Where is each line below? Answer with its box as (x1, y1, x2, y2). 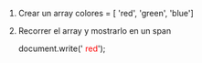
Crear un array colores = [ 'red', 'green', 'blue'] (17, 8, 194, 18)
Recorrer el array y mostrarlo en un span (17, 26, 172, 36)
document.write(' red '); (17, 43, 106, 54)
